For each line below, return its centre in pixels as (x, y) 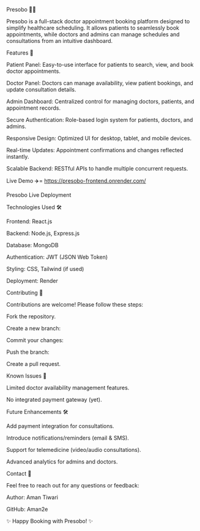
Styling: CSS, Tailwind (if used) (45, 269)
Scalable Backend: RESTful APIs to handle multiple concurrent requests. (97, 168)
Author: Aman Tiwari (32, 497)
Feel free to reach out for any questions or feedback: (73, 485)
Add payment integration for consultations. (60, 426)
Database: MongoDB (33, 245)
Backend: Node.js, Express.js (43, 233)
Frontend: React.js (29, 221)
